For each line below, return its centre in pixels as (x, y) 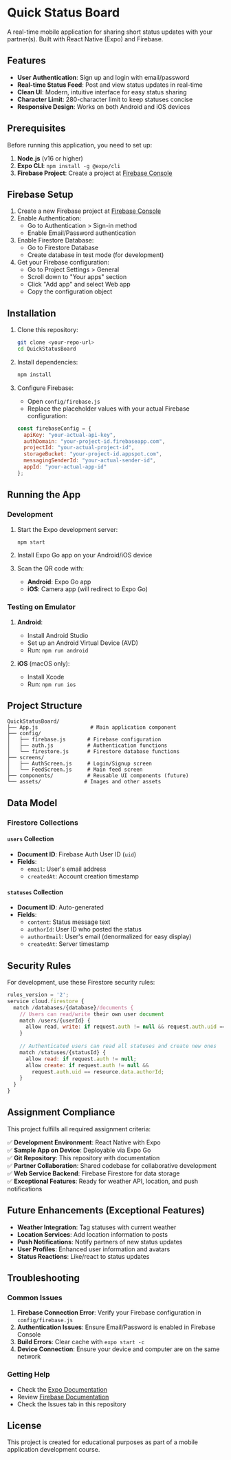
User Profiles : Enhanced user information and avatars (93, 1249)
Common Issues (35, 1297)
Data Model (32, 803)
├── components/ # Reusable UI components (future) (98, 776)
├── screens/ (26, 758)
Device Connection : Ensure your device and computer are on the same (118, 1349)
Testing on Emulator (41, 607)
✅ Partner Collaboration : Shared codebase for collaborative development (112, 1165)
